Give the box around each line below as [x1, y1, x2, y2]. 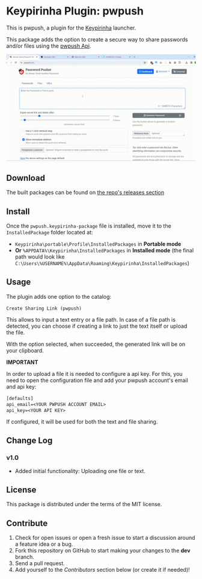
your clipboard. [6, 346, 44, 354]
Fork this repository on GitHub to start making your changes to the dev [14, 547, 191, 554]
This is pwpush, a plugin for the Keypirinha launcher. [6, 24, 136, 31]
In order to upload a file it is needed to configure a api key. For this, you [6, 370, 183, 377]
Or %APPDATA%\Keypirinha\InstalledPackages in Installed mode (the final [14, 247, 194, 254]
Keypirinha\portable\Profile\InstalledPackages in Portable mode [14, 240, 182, 248]
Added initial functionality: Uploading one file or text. [14, 467, 145, 474]
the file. [6, 328, 25, 336]
